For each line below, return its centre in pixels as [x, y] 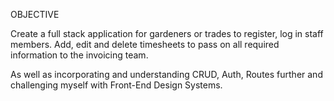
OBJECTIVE [35, 14]
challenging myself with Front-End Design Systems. [116, 85]
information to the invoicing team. [79, 55]
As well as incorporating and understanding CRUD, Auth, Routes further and [166, 74]
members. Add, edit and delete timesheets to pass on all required [145, 44]
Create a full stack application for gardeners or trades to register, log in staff [167, 33]
